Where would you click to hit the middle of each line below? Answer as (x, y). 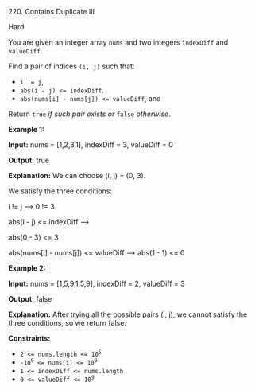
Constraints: (29, 338)
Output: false (30, 299)
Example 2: (27, 268)
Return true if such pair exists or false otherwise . (89, 114)
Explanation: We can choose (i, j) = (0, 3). (77, 175)
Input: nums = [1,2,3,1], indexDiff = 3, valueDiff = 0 (91, 145)
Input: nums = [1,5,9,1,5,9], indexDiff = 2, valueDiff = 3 (97, 283)
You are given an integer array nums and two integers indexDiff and (118, 42)
